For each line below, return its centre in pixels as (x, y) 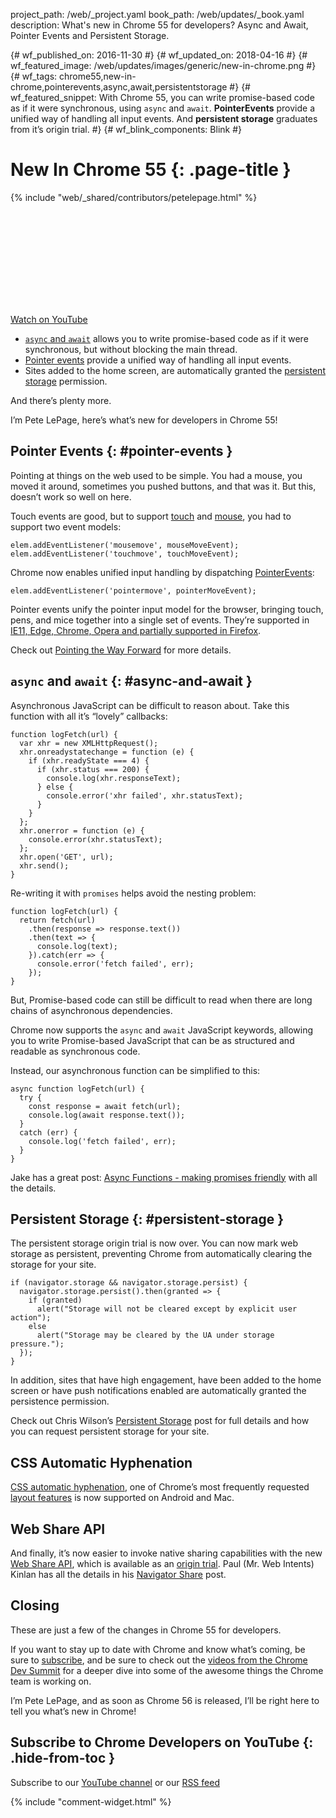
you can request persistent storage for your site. (110, 1431)
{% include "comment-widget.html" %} (91, 1801)
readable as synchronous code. (75, 1051)
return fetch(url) (58, 920)
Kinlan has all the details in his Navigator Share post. (118, 1574)
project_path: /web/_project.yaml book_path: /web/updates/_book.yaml (157, 14)
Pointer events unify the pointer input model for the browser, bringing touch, (167, 609)
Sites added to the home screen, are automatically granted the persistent (175, 370)
